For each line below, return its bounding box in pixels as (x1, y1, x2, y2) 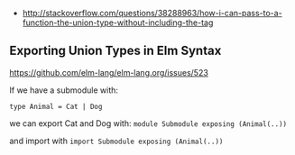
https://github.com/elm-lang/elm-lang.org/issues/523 (9, 67, 209, 77)
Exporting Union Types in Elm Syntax (9, 43, 222, 59)
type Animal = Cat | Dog (9, 102, 103, 111)
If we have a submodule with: (9, 85, 119, 96)
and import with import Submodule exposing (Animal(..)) (9, 135, 224, 146)
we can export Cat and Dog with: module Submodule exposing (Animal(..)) (9, 117, 287, 129)
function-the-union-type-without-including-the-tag (22, 17, 214, 28)
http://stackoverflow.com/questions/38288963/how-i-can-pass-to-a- (22, 8, 282, 18)
